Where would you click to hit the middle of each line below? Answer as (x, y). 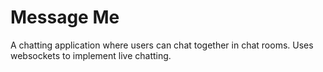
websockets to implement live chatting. (91, 55)
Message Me (65, 17)
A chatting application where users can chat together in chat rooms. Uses (162, 45)
